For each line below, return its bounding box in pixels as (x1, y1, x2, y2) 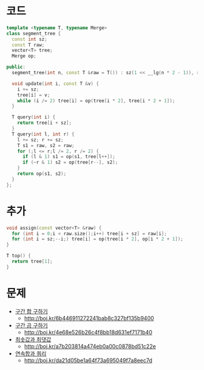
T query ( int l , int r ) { (12, 131, 75, 137)
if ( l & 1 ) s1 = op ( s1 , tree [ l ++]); (22, 154, 115, 160)
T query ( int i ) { (12, 114, 56, 120)
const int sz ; (12, 36, 47, 42)
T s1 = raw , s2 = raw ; (17, 142, 75, 148)
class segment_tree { (6, 30, 61, 36)
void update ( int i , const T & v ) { (12, 80, 99, 87)
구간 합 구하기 (15, 307, 48, 315)
